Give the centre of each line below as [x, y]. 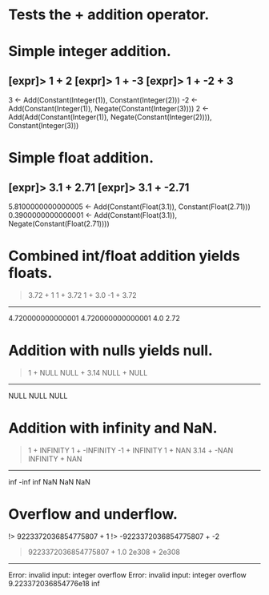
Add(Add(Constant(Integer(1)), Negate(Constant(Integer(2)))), [110, 117]
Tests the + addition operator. [109, 15]
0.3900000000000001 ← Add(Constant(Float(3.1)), [93, 215]
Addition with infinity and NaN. [113, 428]
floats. [30, 273]
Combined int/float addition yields [124, 256]
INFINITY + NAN [55, 459]
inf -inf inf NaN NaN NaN [49, 482]
